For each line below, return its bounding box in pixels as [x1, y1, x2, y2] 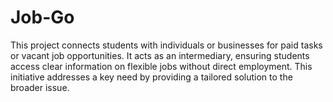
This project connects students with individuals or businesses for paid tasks [10, 39, 323, 51]
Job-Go [10, 6, 75, 29]
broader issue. [10, 81, 70, 93]
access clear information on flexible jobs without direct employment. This [10, 60, 313, 72]
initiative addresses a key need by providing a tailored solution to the [10, 71, 293, 83]
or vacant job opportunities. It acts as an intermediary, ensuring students [10, 49, 310, 61]
